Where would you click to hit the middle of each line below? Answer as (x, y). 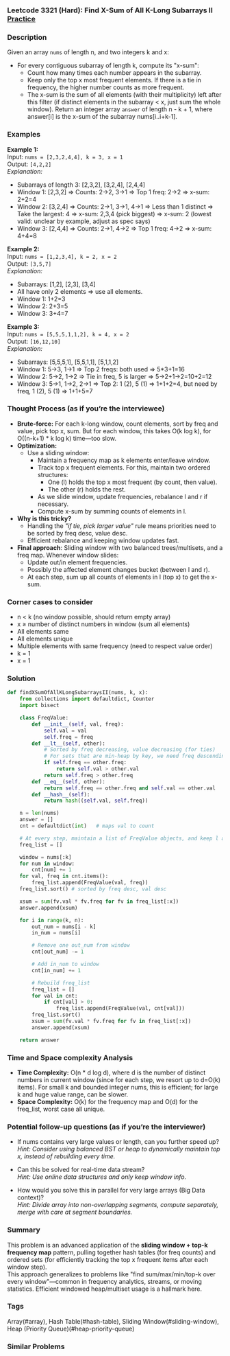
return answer (39, 1040)
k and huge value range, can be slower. (73, 1094)
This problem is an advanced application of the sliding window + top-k (107, 1245)
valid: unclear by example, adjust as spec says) (84, 221)
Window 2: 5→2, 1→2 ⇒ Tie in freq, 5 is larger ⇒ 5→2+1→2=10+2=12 (114, 376)
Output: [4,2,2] (29, 164)
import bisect (39, 706)
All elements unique (45, 639)
